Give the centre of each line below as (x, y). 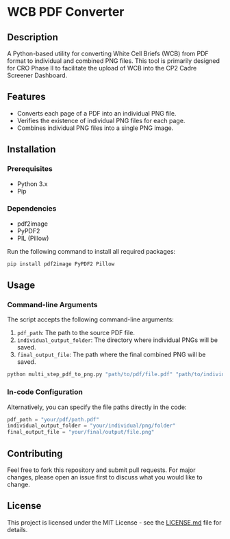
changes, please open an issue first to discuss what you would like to (105, 477)
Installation (31, 149)
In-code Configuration (45, 392)
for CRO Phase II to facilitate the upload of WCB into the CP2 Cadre (102, 68)
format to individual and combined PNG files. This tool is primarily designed (114, 61)
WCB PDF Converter (66, 12)
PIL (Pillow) (33, 238)
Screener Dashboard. (37, 75)
